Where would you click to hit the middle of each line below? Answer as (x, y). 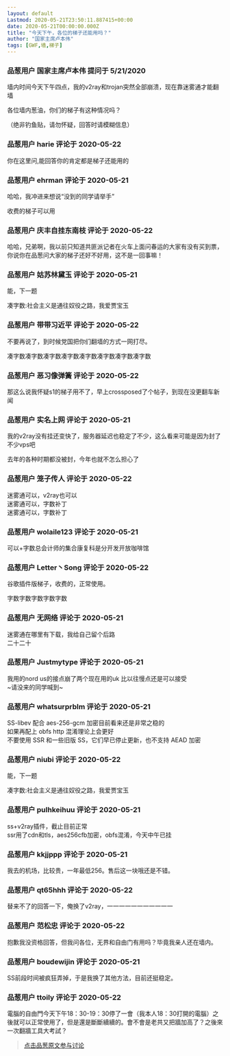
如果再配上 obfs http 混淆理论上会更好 (61, 732)
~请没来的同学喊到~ (35, 687)
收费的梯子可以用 (31, 211)
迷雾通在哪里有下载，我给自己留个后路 (61, 634)
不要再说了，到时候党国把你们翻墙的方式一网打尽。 (79, 341)
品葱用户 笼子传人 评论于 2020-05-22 (69, 479)
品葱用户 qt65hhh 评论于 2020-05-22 (70, 890)
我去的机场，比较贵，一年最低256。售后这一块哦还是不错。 (91, 870)
